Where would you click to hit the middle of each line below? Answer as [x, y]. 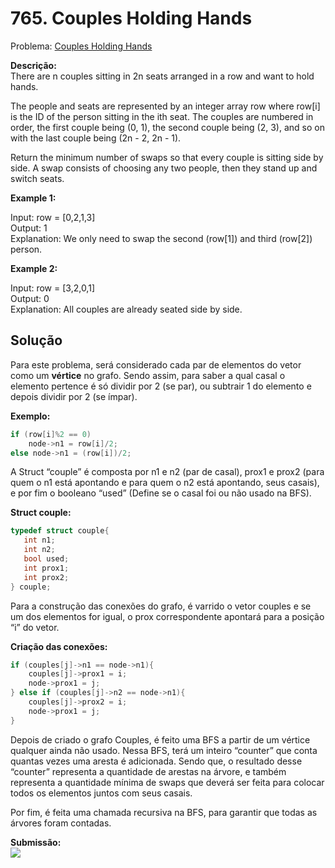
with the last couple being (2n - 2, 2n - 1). [96, 138]
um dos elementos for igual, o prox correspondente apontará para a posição [167, 616]
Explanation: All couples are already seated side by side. [126, 309]
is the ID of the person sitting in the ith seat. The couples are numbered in [162, 116]
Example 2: [34, 268]
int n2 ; [39, 550]
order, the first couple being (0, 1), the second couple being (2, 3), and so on [167, 127]
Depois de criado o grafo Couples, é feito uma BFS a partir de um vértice [160, 739]
